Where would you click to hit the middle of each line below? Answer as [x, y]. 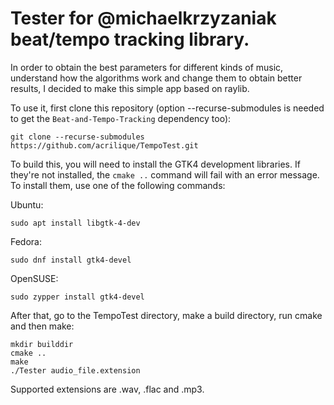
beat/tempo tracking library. [130, 39]
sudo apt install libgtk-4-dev [75, 223]
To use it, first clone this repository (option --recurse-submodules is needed [167, 108]
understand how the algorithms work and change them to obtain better [156, 78]
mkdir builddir [42, 344]
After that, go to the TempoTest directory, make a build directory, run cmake [166, 315]
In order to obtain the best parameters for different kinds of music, [147, 67]
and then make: [42, 326]
